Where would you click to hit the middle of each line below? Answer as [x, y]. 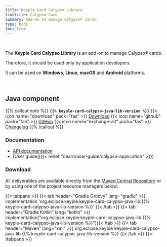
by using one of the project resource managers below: [62, 186]
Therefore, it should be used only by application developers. [68, 63]
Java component [32, 99]
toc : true [16, 29]
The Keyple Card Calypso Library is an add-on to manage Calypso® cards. [84, 53]
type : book [17, 24]
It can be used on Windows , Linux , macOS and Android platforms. [75, 73]
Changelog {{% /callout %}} [35, 127]
